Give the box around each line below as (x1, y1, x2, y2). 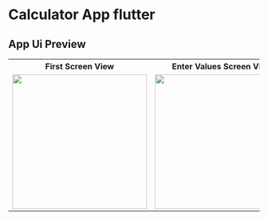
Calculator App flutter (8, 6, 156, 24)
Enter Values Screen (171, 61, 251, 72)
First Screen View (45, 61, 114, 72)
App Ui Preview (8, 37, 86, 51)
